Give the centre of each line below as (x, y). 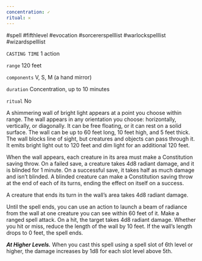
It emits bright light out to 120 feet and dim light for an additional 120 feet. (98, 145)
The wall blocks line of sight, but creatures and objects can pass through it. (101, 139)
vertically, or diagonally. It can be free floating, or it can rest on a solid (94, 125)
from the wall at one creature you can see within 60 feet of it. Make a (93, 213)
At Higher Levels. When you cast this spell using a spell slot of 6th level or (100, 244)
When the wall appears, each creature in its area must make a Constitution (100, 157)
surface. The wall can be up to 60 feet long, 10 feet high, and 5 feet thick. (98, 132)
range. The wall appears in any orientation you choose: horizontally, (91, 119)
